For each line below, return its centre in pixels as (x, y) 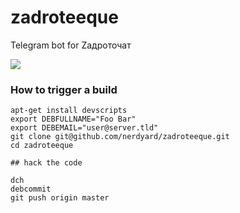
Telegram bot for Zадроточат (71, 45)
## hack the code (46, 163)
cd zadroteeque (42, 146)
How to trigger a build (64, 89)
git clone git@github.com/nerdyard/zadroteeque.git (120, 137)
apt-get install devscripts (69, 111)
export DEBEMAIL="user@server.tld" (84, 128)
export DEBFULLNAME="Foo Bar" (73, 119)
